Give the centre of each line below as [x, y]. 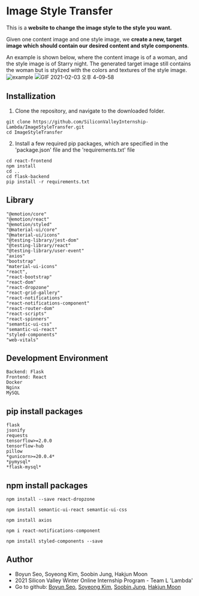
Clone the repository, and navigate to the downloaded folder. [90, 111]
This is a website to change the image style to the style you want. [89, 28]
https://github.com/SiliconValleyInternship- [91, 122]
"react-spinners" [28, 319]
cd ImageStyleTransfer [34, 132]
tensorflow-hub [25, 446]
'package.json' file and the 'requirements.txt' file [75, 150]
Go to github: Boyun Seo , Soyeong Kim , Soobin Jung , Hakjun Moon [98, 586]
